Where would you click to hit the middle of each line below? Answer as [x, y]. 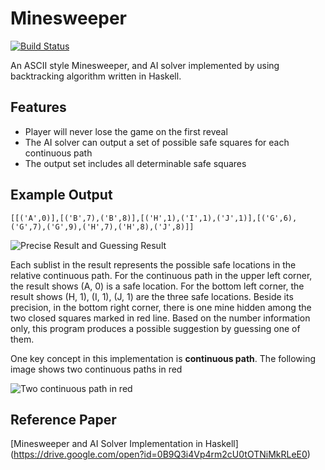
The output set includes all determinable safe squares [135, 163]
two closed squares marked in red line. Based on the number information [160, 318]
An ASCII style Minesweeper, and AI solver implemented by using [145, 65]
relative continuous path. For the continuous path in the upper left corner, [161, 275]
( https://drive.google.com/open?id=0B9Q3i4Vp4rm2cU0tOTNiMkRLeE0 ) [160, 454]
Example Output [61, 195]
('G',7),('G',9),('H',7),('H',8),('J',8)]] [102, 227]
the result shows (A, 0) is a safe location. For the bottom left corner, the [157, 286]
